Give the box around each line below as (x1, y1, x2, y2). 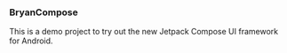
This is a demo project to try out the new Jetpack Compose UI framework (9, 26, 278, 37)
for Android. (9, 35, 53, 46)
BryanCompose (9, 6, 78, 19)
